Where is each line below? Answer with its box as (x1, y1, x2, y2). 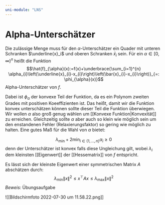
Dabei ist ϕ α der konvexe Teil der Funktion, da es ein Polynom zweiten (5, 94, 150, 101)
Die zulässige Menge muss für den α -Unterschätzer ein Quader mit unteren (5, 45, 161, 51)
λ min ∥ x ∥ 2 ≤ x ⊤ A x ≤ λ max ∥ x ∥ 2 (54, 175, 114, 183)
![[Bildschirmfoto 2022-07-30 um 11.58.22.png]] (5, 194, 104, 200)
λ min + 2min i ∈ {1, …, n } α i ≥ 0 (55, 136, 112, 144)
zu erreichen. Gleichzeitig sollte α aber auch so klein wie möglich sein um (5, 116, 157, 122)
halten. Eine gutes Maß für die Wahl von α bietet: (5, 127, 106, 133)
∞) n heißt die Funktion (5, 57, 51, 64)
